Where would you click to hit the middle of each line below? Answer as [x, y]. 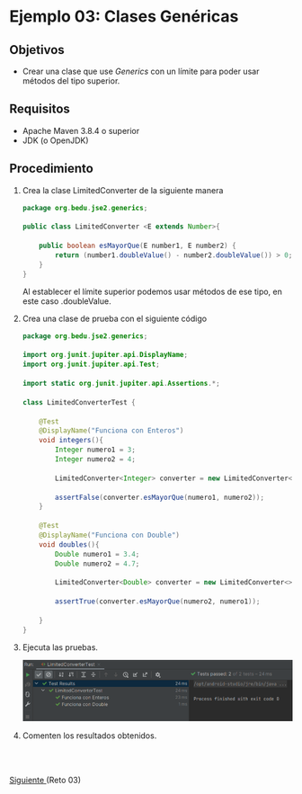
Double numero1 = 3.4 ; [98, 554]
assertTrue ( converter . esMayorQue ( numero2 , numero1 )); [158, 602]
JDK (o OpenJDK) [55, 140]
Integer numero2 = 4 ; [96, 459]
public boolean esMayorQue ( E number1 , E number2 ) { [138, 246]
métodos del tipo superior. [71, 81]
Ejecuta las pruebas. [60, 647]
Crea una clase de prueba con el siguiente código [115, 318]
